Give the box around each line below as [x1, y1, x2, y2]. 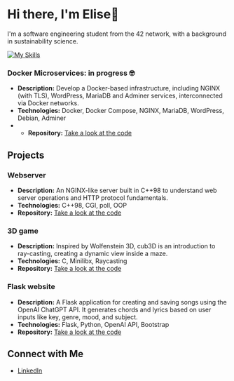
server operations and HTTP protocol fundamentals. [17, 193, 168, 202]
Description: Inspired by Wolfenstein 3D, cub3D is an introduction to [17, 242, 216, 250]
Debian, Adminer [17, 114, 67, 122]
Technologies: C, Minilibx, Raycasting [17, 257, 128, 265]
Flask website [7, 282, 55, 292]
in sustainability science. [7, 36, 78, 45]
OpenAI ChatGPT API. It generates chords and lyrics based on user [17, 305, 212, 314]
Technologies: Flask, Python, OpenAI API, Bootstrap [17, 320, 170, 328]
